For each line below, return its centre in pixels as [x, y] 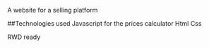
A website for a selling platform [53, 10]
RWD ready [24, 37]
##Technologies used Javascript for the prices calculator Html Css [104, 23]
